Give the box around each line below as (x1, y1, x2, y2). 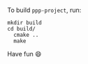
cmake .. (13, 31, 39, 38)
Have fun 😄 (7, 50, 42, 58)
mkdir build (7, 19, 42, 26)
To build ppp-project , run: (7, 6, 82, 14)
